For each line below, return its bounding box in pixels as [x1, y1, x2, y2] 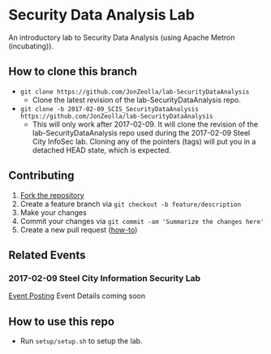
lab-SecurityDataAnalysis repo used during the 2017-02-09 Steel [32, 127, 251, 137]
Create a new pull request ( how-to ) [19, 225, 138, 235]
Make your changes [19, 207, 87, 217]
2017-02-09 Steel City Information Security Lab [8, 272, 201, 283]
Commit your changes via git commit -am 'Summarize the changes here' [19, 216, 265, 226]
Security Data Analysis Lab [8, 6, 195, 24]
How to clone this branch [8, 65, 138, 79]
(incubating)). [8, 41, 54, 50]
